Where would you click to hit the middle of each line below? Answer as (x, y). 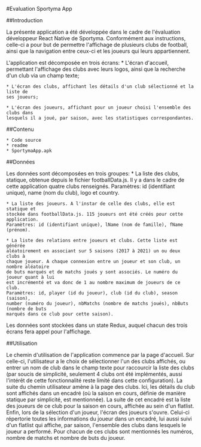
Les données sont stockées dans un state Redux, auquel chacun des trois (97, 325)
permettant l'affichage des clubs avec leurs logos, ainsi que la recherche (96, 69)
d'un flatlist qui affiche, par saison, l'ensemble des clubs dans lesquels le (96, 425)
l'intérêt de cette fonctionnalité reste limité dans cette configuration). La (95, 380)
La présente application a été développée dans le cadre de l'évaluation (93, 32)
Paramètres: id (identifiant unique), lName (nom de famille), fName (95, 225)
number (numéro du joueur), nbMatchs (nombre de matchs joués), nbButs (97, 303)
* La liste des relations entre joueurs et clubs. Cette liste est (92, 240)
